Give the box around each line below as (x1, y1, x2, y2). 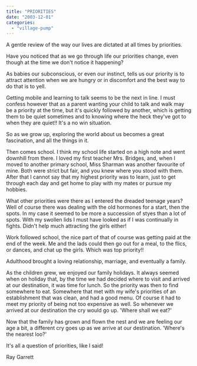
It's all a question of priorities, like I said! (6, 342, 104, 349)
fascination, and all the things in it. (6, 137, 89, 144)
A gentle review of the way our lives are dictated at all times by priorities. (6, 41, 182, 48)
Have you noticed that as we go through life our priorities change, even (6, 52, 178, 60)
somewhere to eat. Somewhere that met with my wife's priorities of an (6, 288, 176, 295)
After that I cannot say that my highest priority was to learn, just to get (6, 173, 176, 180)
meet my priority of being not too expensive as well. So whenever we (6, 301, 173, 308)
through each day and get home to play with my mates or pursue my (6, 180, 172, 187)
